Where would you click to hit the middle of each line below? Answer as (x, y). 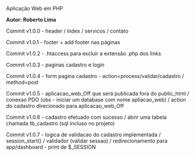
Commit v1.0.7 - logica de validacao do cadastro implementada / (83, 134)
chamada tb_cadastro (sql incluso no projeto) (60, 123)
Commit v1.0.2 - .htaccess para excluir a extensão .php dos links (84, 54)
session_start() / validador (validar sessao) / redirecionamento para (87, 141)
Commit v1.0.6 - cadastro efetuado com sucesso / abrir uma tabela (86, 117)
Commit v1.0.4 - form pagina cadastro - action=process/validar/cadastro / (95, 76)
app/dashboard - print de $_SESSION (51, 147)
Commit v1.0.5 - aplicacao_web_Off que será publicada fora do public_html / (98, 93)
